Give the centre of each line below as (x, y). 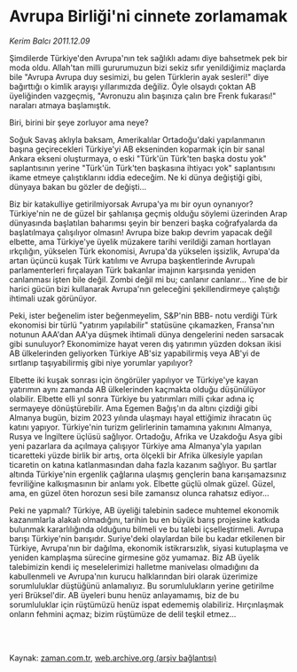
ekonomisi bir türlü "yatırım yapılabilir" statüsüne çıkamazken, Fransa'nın (142, 325)
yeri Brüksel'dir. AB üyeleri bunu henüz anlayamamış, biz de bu (124, 595)
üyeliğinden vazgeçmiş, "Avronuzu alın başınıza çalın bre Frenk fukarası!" (143, 96)
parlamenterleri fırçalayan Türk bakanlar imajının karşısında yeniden (133, 270)
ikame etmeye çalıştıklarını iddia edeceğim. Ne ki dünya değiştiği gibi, (136, 177)
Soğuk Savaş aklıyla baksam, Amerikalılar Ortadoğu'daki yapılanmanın (137, 139)
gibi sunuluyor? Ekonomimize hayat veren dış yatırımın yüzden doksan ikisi (145, 344)
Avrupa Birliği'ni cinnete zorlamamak (148, 16)
